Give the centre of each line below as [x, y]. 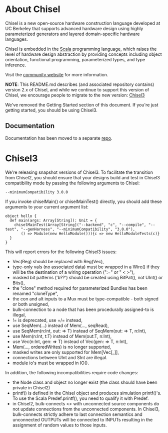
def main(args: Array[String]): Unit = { [53, 220]
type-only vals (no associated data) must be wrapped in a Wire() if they [86, 267]
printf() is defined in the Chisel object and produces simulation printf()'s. [87, 393]
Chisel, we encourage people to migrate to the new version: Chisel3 [75, 95]
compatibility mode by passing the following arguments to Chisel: [72, 183]
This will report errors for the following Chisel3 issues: [61, 252]
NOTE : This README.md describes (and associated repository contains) [80, 84]
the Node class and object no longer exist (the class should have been [85, 382]
